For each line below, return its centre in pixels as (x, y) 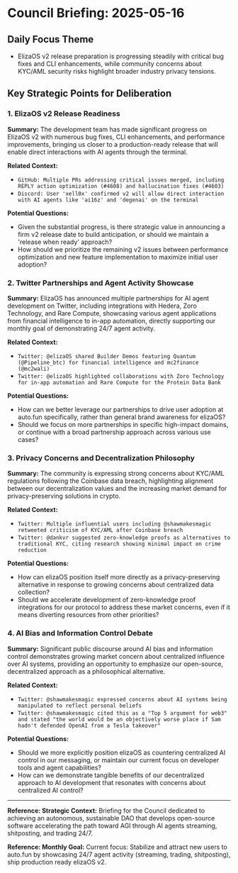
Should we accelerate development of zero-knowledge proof (107, 600)
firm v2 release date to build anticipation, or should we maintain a (113, 234)
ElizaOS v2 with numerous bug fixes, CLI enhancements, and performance (116, 137)
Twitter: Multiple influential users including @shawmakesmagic (114, 524)
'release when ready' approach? (65, 242)
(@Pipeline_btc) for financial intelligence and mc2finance (108, 362)
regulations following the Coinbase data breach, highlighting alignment (110, 481)
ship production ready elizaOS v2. (57, 862)
